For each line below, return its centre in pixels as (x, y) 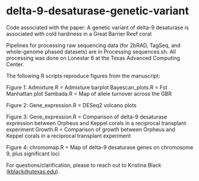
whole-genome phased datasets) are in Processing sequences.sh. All (91, 51)
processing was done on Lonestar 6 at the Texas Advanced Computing (93, 58)
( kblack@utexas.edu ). (33, 171)
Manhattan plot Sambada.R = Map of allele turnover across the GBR (89, 93)
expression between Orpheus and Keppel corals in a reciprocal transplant (96, 123)
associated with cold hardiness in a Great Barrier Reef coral (79, 33)
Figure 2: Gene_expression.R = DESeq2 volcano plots (71, 105)
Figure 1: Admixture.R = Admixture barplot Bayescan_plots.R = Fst (87, 87)
